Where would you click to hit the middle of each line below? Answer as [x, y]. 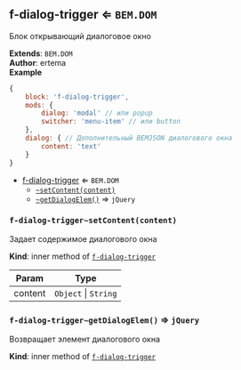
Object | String [86, 293]
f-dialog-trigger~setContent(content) [93, 221]
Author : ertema [38, 62]
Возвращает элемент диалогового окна [85, 339]
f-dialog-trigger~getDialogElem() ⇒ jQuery [104, 319]
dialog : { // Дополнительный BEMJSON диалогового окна [129, 138]
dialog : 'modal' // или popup [97, 113]
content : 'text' [71, 146]
